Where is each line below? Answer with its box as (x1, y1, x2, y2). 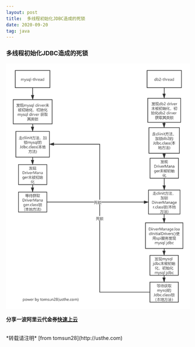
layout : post (6, 9, 38, 15)
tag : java (6, 28, 30, 34)
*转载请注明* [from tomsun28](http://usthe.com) (6, 334, 123, 341)
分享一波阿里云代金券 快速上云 (6, 315, 78, 322)
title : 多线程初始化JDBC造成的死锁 (6, 15, 86, 22)
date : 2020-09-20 (6, 22, 48, 28)
